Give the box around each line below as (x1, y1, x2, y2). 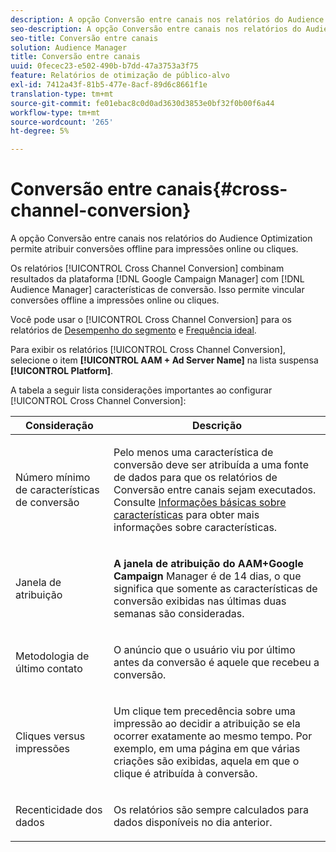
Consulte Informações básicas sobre (113, 496, 287, 510)
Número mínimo (15, 471, 91, 485)
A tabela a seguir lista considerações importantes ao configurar (10, 384, 273, 396)
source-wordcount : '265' (10, 117, 114, 127)
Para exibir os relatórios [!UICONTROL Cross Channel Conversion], (10, 344, 286, 356)
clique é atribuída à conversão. (113, 767, 258, 781)
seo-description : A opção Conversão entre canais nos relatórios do (10, 24, 302, 34)
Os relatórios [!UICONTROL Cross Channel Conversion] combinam (10, 262, 285, 275)
